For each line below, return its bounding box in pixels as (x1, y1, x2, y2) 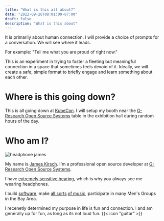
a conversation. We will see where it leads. (5, 40, 92, 46)
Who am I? (5, 136, 49, 146)
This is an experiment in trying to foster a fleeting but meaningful (5, 58, 136, 64)
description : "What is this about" (5, 21, 78, 26)
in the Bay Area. (5, 196, 38, 202)
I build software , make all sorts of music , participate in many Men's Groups (5, 191, 156, 196)
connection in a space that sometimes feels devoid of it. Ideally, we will (5, 64, 148, 70)
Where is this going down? (5, 91, 116, 103)
